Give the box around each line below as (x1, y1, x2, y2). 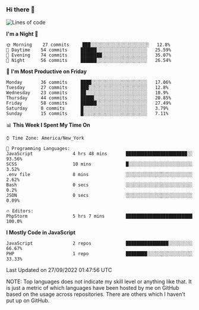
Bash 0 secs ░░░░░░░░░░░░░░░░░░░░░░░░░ (6, 182, 193, 188)
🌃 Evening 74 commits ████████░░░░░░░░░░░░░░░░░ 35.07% (6, 52, 171, 58)
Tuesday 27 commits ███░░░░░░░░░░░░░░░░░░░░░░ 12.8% (6, 84, 169, 91)
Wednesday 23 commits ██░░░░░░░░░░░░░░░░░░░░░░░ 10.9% (6, 90, 169, 96)
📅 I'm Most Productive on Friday (6, 68, 87, 75)
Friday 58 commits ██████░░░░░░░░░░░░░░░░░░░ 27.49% (6, 101, 171, 107)
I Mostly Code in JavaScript (6, 229, 76, 236)
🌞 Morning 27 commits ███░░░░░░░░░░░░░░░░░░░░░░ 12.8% (6, 42, 170, 48)
